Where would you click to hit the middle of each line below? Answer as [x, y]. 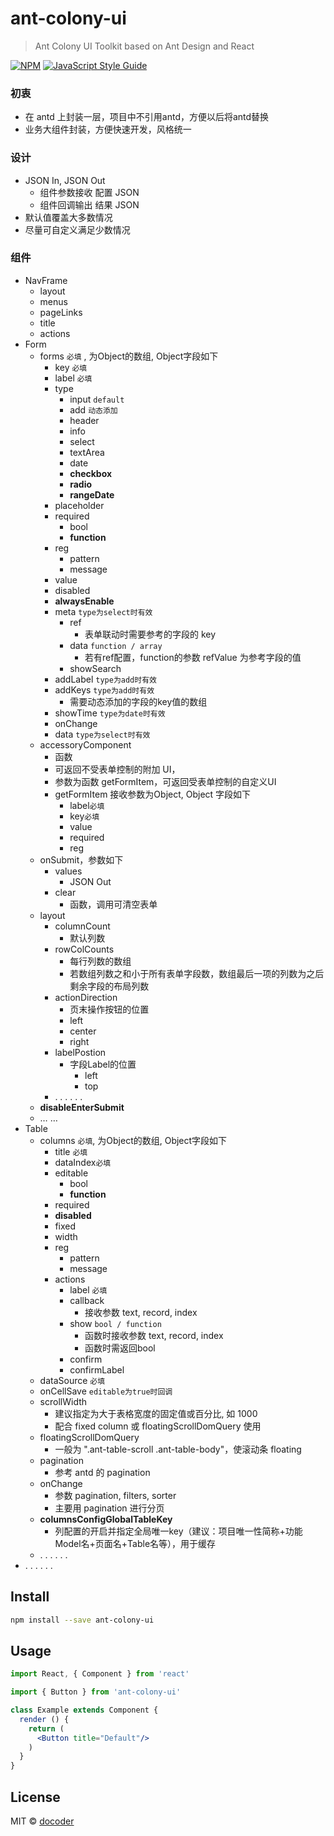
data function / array [116, 645]
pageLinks [61, 312]
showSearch [95, 668]
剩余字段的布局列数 [109, 986]
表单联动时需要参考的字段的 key [150, 634]
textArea [87, 452]
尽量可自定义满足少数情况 [77, 229]
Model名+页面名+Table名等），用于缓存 [135, 1543]
